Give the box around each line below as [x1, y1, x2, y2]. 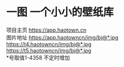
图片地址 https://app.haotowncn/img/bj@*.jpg [6, 33, 119, 41]
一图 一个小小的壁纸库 [6, 5, 114, 19]
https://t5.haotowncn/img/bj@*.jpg [6, 47, 92, 54]
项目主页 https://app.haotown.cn [6, 26, 87, 33]
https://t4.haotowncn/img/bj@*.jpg [6, 40, 92, 48]
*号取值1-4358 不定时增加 [6, 54, 70, 61]
